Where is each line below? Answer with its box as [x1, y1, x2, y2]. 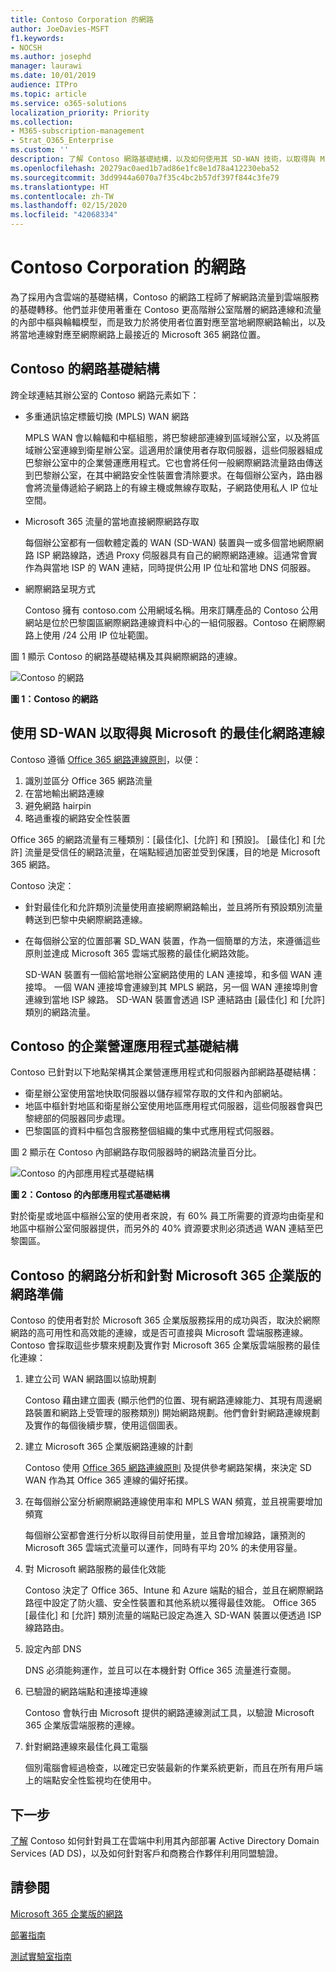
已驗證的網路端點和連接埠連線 [24, 1686, 148, 1698]
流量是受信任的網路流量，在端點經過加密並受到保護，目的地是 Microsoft [24, 846, 321, 858]
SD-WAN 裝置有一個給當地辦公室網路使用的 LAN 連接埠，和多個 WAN [24, 968, 312, 980]
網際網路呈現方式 [24, 582, 96, 595]
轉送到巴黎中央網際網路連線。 [24, 913, 148, 925]
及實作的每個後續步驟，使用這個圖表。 [24, 1419, 183, 1431]
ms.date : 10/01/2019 [10, 71, 97, 81]
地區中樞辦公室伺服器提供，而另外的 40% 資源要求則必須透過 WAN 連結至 [10, 1222, 315, 1235]
